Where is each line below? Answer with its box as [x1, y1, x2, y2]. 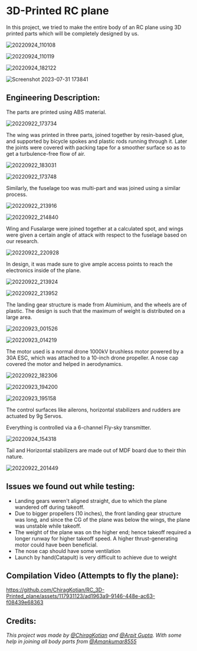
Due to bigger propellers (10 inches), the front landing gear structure [14, 509, 182, 517]
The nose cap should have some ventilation [14, 547, 121, 554]
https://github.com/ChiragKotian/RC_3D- [6, 586, 105, 594]
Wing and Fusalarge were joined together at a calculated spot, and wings [6, 225, 184, 232]
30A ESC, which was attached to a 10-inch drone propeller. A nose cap [6, 354, 179, 361]
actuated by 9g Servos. [6, 412, 63, 420]
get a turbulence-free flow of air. [6, 150, 86, 157]
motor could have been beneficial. [14, 541, 98, 548]
